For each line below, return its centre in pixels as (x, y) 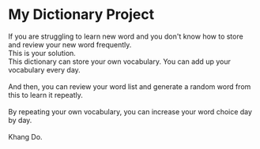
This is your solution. (42, 53)
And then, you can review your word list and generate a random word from (130, 86)
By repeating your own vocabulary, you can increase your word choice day (130, 111)
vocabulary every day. (44, 69)
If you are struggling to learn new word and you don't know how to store (126, 36)
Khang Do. (25, 136)
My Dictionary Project (81, 15)
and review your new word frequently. (70, 44)
